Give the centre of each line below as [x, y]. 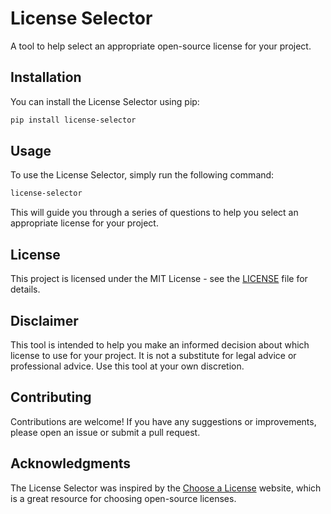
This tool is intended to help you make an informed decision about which [160, 344]
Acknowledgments [71, 463]
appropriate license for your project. [84, 223]
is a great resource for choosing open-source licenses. [123, 498]
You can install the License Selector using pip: [105, 101]
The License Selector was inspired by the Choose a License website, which [166, 488]
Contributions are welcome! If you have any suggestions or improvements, [163, 421]
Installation [46, 77]
